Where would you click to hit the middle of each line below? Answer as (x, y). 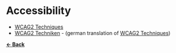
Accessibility (39, 11)
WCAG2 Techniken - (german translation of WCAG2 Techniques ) (92, 33)
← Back (15, 44)
